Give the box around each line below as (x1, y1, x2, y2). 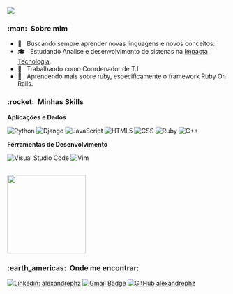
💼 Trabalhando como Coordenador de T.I (17, 65, 139, 73)
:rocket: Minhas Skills (7, 97, 84, 107)
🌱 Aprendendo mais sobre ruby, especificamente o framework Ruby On (17, 72, 227, 80)
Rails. (17, 80, 33, 88)
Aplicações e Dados (7, 112, 66, 122)
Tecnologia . (17, 57, 52, 66)
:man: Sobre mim (7, 23, 68, 33)
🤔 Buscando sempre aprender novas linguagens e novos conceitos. (17, 39, 215, 48)
